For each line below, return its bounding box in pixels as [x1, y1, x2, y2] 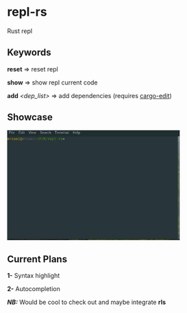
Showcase [7, 111, 53, 124]
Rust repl [7, 27, 33, 35]
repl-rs [7, 4, 47, 20]
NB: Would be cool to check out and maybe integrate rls [7, 298, 166, 306]
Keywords [7, 47, 51, 58]
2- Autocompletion [7, 285, 60, 293]
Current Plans [7, 253, 67, 265]
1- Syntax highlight [7, 272, 60, 280]
